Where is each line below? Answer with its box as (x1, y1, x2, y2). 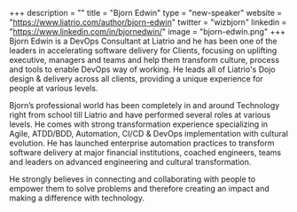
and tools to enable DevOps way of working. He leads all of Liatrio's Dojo (9, 64, 277, 75)
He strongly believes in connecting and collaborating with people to (9, 174, 256, 185)
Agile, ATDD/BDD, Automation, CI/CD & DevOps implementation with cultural (9, 129, 288, 138)
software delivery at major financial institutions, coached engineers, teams (9, 147, 282, 158)
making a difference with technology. (9, 192, 145, 203)
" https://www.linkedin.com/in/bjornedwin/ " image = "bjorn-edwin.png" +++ (9, 27, 286, 36)
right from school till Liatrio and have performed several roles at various (9, 110, 271, 120)
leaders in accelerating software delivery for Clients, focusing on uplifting (9, 45, 277, 56)
